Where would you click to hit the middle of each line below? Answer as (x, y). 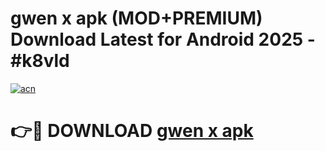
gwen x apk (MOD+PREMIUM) (136, 18)
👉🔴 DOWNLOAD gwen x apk (132, 131)
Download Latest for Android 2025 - (163, 39)
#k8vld (40, 61)
